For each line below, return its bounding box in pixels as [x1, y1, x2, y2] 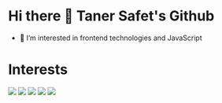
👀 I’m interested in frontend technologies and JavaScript [19, 33, 202, 42]
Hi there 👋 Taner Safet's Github [8, 7, 215, 25]
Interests [8, 61, 68, 79]
